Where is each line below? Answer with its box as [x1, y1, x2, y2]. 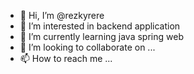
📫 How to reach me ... [19, 53, 113, 64]
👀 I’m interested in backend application [19, 20, 181, 32]
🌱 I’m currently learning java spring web [19, 31, 184, 42]
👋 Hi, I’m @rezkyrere [19, 10, 105, 21]
